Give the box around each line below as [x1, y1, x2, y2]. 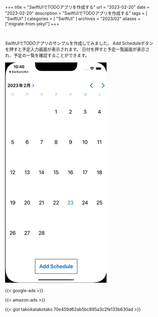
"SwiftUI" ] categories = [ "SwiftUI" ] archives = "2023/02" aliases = [5, 16, 141, 21]
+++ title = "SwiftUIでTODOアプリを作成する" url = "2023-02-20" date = [5, 4, 150, 10]
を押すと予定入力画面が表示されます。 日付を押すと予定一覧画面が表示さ [5, 47, 150, 52]
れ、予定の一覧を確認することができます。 [5, 52, 89, 58]
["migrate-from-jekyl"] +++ [5, 21, 59, 27]
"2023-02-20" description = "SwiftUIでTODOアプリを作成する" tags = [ [5, 10, 148, 16]
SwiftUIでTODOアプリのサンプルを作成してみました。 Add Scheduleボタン [5, 40, 154, 46]
